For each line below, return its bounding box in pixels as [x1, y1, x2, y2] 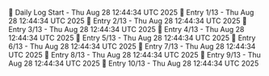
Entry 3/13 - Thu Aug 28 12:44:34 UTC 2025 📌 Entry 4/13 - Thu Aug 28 [8, 25, 245, 34]
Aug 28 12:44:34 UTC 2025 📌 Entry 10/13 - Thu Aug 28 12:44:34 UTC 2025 [8, 58, 259, 68]
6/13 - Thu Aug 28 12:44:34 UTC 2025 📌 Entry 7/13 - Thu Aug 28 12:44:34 [8, 42, 256, 51]
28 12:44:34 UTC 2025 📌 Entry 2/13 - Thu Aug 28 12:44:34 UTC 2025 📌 [8, 16, 248, 26]
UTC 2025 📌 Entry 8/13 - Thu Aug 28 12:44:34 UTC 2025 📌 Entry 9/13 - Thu [8, 50, 261, 59]
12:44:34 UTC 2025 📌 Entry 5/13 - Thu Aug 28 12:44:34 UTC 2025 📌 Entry [8, 33, 256, 42]
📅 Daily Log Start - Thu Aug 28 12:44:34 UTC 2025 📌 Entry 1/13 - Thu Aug [8, 8, 254, 17]
